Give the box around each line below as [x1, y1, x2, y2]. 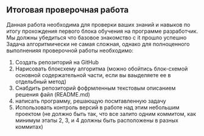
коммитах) [15, 123, 44, 130]
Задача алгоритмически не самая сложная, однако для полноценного [6, 40, 190, 47]
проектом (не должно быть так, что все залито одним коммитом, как [15, 110, 197, 117]
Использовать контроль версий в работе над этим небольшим [15, 103, 180, 111]
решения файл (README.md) [15, 90, 90, 98]
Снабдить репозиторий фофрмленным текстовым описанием [15, 84, 176, 92]
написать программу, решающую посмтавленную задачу [15, 97, 166, 104]
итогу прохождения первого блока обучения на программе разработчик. [6, 27, 199, 35]
